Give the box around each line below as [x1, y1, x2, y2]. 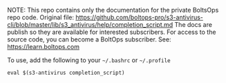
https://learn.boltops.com [7, 43, 79, 50]
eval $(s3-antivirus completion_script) [7, 69, 126, 76]
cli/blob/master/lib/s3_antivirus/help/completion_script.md [7, 21, 173, 28]
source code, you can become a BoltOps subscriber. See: [7, 35, 171, 44]
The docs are [174, 21, 213, 28]
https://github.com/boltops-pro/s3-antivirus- [75, 13, 204, 21]
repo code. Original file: [7, 13, 75, 21]
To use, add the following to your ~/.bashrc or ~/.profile [7, 56, 171, 64]
